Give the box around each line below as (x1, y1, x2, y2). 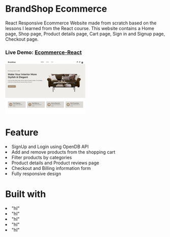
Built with (5, 189, 46, 200)
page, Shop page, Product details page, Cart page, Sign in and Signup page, (5, 31, 165, 37)
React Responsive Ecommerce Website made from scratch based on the (5, 20, 157, 26)
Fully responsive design (12, 171, 61, 177)
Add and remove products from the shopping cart (12, 149, 116, 155)
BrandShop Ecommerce (5, 3, 108, 15)
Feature (5, 127, 39, 138)
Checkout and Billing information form (12, 165, 91, 171)
